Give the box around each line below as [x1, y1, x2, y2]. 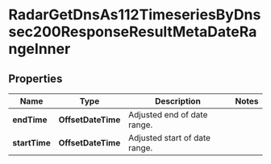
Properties [8, 72, 63, 85]
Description [154, 96, 202, 106]
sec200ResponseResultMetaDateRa [8, 23, 257, 41]
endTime [12, 114, 48, 125]
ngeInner [8, 40, 71, 58]
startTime [12, 137, 51, 148]
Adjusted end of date [127, 109, 208, 120]
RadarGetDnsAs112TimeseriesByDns [8, 6, 261, 24]
